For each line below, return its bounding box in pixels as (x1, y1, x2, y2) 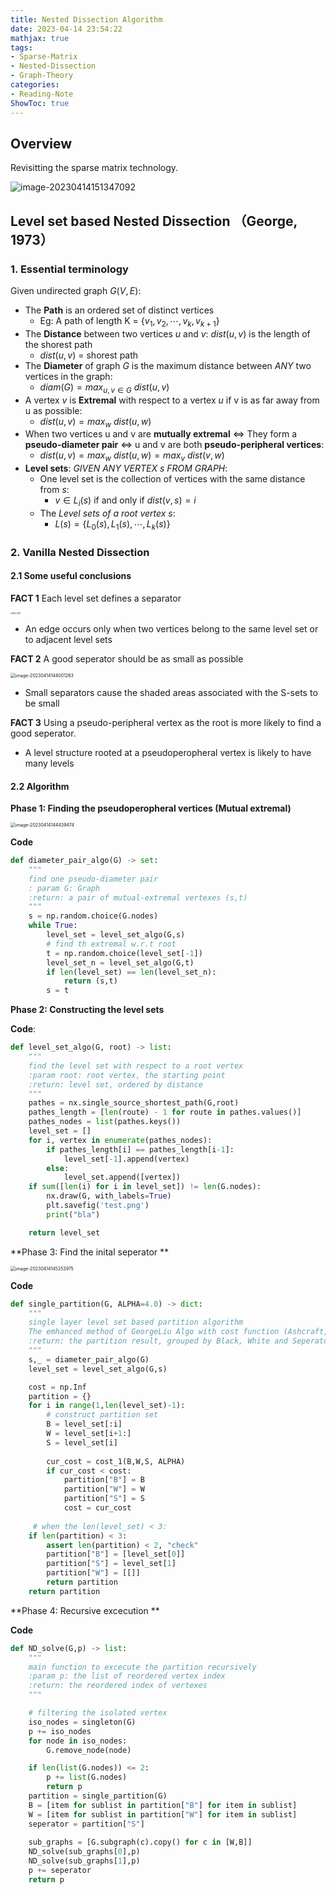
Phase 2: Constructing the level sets (10, 1004, 165, 1016)
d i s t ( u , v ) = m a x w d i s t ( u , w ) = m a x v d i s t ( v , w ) (39, 449, 225, 464)
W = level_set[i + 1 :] (46, 1429, 132, 1439)
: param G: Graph (28, 883, 101, 893)
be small (24, 697, 60, 709)
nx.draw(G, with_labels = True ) (46, 1191, 172, 1201)
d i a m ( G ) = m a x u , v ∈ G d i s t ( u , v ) (39, 381, 170, 395)
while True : (28, 921, 78, 931)
